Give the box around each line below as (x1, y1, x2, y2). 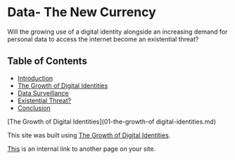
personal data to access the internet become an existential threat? (7, 34, 199, 43)
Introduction (17, 74, 53, 82)
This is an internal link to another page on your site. (7, 145, 156, 153)
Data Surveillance (17, 88, 69, 97)
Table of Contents (7, 55, 88, 67)
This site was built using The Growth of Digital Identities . (7, 131, 171, 139)
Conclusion (17, 103, 51, 112)
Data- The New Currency (7, 4, 156, 20)
